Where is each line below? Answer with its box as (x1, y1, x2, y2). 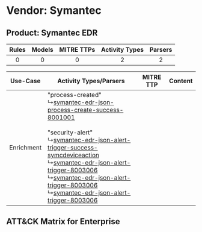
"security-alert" (47, 128, 93, 136)
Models (31, 46, 54, 54)
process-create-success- (47, 106, 124, 114)
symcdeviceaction (47, 151, 99, 159)
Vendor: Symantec (6, 4, 102, 17)
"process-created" (47, 91, 102, 99)
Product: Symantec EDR (6, 28, 98, 38)
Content (169, 77, 193, 85)
